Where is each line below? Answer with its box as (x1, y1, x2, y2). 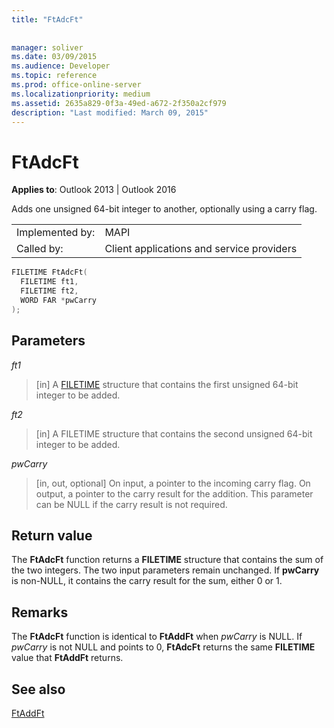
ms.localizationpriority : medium (11, 89, 151, 99)
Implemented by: (16, 226, 96, 240)
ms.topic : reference (11, 71, 98, 81)
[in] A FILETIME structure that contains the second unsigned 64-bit (35, 427, 313, 440)
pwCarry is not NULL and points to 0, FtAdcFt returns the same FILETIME (11, 641, 316, 653)
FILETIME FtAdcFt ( (11, 267, 88, 278)
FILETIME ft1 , (20, 277, 79, 287)
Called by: (16, 242, 64, 256)
